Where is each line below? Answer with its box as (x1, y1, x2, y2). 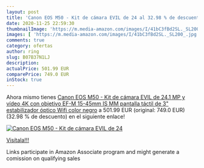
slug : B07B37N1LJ (6, 54, 50, 60)
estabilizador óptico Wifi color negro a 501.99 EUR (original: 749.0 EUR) (6, 107, 185, 114)
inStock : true (6, 77, 42, 83)
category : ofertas (6, 43, 53, 49)
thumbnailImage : (6, 26, 47, 32)
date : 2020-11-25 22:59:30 (6, 20, 75, 26)
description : (6, 60, 39, 66)
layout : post (6, 9, 39, 15)
